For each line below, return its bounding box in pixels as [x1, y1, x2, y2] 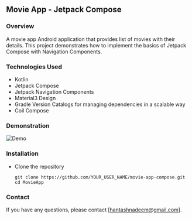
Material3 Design [14, 94, 56, 101]
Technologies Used [6, 63, 63, 71]
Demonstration [6, 121, 50, 129]
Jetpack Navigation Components [14, 88, 94, 95]
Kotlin [14, 76, 29, 83]
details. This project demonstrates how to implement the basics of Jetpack [6, 42, 186, 49]
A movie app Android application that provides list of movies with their [6, 35, 176, 43]
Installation [6, 149, 39, 158]
